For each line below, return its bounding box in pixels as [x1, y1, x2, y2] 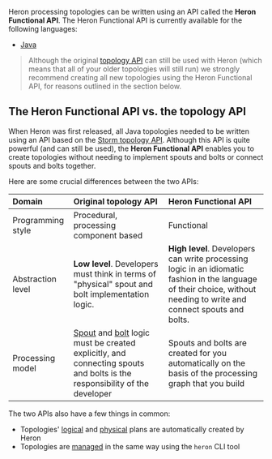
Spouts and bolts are [168, 337, 247, 348]
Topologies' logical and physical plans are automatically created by [19, 424, 244, 434]
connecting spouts [73, 357, 145, 368]
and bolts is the [73, 367, 132, 379]
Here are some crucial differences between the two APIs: [8, 176, 199, 186]
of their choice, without [168, 283, 257, 294]
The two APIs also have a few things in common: [8, 409, 171, 418]
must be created [73, 337, 136, 348]
